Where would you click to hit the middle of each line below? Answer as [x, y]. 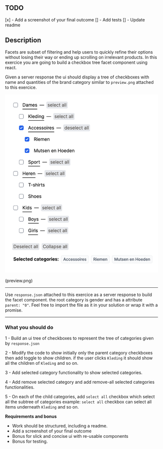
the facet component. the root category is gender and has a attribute [74, 300]
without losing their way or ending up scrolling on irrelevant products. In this [81, 57]
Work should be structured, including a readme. [60, 426]
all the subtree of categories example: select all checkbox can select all [78, 402]
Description [23, 40]
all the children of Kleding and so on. [42, 363]
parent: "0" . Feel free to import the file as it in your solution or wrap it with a [81, 305]
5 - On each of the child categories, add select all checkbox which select [80, 396]
